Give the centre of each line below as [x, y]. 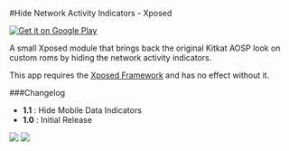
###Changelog [37, 93]
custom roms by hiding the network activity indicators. [111, 57]
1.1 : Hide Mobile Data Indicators [82, 110]
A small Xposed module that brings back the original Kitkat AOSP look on [145, 48]
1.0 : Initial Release [57, 120]
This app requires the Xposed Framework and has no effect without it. [140, 75]
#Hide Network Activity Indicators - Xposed [91, 13]
